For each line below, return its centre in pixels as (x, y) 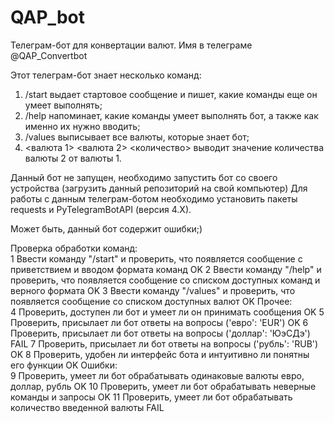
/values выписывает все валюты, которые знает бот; (137, 137)
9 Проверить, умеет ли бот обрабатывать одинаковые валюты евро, (157, 375)
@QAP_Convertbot (49, 55)
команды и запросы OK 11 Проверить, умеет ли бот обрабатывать (151, 397)
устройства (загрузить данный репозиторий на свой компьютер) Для (159, 188)
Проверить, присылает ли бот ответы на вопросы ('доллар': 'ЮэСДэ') (160, 333)
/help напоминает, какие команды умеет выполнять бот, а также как (171, 115)
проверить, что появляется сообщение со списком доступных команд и (165, 280)
